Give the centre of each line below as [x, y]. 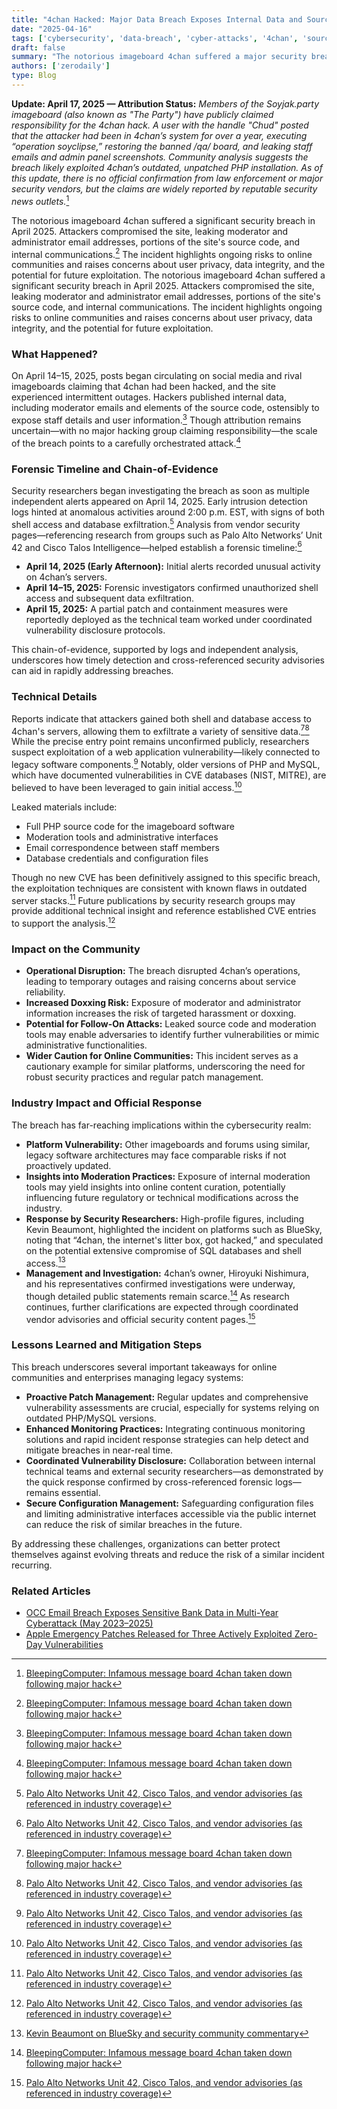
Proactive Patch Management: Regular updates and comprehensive [167, 1397]
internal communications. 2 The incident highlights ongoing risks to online [162, 253]
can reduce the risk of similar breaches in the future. [134, 1524]
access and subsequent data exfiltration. [109, 598]
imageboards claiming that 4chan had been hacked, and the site [143, 387]
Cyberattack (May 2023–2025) [89, 1623]
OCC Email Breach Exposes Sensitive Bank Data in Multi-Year [152, 1613]
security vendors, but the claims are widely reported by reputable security [164, 188]
